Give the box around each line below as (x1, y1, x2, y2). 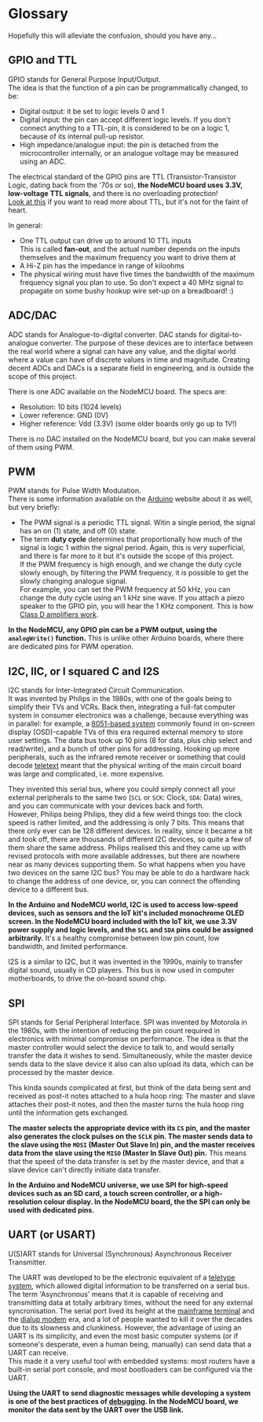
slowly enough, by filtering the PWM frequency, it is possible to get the (19, 568, 249, 578)
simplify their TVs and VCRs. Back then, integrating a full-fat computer (8, 702, 236, 712)
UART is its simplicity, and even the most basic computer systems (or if (8, 1331, 239, 1340)
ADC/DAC (8, 308, 57, 323)
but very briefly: (8, 503, 60, 512)
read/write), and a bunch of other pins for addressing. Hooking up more (8, 744, 240, 754)
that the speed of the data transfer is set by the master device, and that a (8, 1157, 245, 1165)
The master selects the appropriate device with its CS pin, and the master (8, 1123, 250, 1132)
